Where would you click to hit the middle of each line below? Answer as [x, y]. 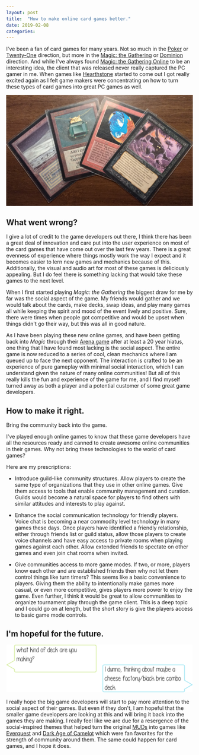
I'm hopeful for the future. [55, 634]
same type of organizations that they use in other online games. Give [99, 485]
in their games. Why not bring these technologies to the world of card [91, 449]
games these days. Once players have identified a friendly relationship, [101, 528]
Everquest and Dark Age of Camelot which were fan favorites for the [90, 733]
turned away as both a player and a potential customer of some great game [98, 386]
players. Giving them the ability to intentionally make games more [94, 583]
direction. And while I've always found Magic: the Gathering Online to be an [98, 62]
